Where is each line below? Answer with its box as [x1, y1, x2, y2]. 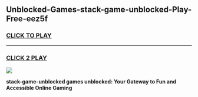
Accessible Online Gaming [6, 84, 72, 91]
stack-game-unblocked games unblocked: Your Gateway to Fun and [6, 78, 177, 85]
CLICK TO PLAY [6, 32, 52, 40]
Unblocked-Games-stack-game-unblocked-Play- [6, 5, 192, 15]
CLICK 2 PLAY [6, 53, 47, 62]
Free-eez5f [6, 14, 48, 24]
